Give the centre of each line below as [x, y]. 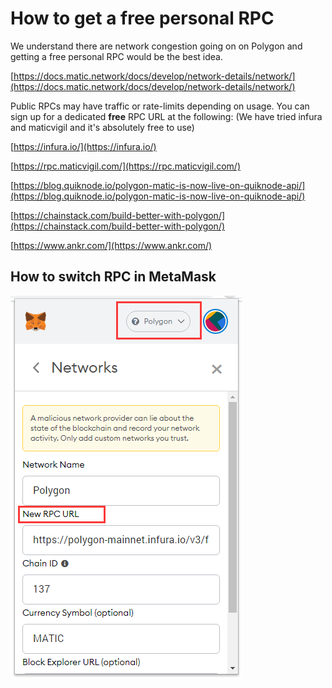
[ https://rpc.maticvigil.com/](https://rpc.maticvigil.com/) [126, 166]
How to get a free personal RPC [142, 18]
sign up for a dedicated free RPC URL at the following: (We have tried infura [166, 116]
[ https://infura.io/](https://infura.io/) [83, 146]
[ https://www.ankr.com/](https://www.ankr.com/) [111, 245]
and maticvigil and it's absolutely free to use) [102, 127]
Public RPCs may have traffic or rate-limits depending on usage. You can [160, 106]
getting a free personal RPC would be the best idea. [116, 56]
